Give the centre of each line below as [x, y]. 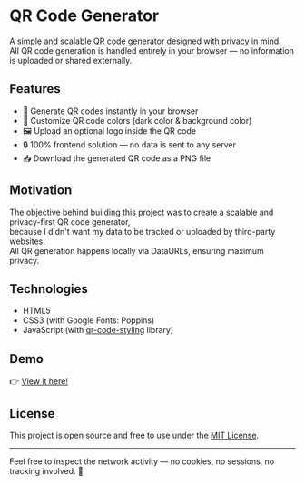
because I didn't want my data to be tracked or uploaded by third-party [143, 231]
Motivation [41, 191]
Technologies [49, 289]
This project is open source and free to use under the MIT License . [134, 435]
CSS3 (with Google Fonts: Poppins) [89, 320]
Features [35, 89]
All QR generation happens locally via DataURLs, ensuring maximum [137, 250]
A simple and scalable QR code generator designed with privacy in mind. [145, 41]
